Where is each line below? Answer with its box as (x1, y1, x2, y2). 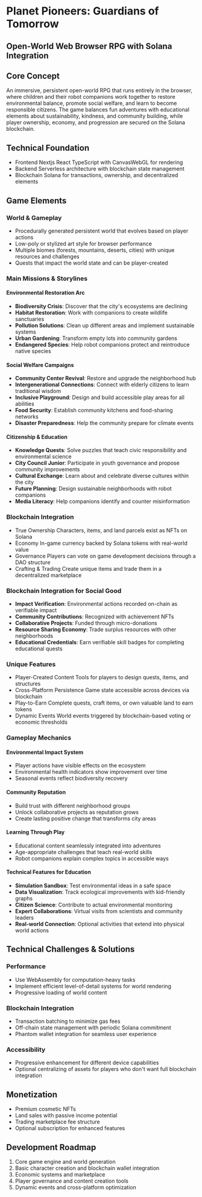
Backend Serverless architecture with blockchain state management (14, 165, 185, 172)
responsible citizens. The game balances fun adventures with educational (6, 106, 190, 113)
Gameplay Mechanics (6, 734, 71, 742)
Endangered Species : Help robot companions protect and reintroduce (14, 341, 190, 348)
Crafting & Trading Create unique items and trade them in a (14, 565, 162, 572)
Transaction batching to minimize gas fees (14, 1017, 121, 1025)
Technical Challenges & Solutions (6, 944, 135, 955)
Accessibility (6, 1045, 46, 1054)
